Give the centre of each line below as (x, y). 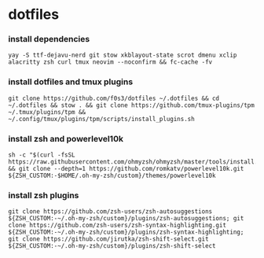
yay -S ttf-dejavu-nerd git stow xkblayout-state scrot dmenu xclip (123, 55)
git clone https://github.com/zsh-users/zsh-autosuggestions (110, 212)
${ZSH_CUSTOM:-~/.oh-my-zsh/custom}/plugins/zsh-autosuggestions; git (126, 219)
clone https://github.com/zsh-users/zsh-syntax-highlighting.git (117, 226)
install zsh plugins (44, 195)
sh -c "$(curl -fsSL (42, 155)
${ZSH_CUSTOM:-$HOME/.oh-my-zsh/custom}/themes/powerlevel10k (112, 176)
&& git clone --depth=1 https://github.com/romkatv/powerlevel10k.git (126, 169)
